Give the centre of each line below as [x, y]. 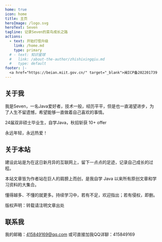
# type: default [28, 64]
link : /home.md [29, 46]
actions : [14, 37]
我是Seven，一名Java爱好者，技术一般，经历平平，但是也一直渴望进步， [77, 106]
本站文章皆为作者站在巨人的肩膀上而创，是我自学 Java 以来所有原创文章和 [79, 178]
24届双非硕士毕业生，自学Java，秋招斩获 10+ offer [56, 122]
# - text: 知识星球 [28, 55]
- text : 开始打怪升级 [29, 41]
